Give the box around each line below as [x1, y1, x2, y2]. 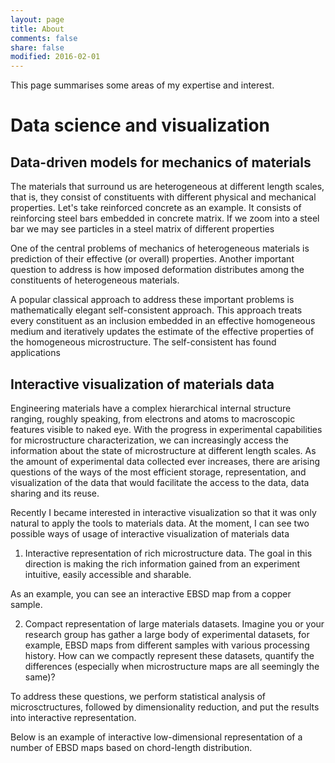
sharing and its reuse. [10, 487, 100, 499]
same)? [24, 671, 56, 683]
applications [10, 347, 61, 359]
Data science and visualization [10, 114, 271, 137]
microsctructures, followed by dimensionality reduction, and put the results [10, 701, 320, 713]
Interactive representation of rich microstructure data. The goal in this [24, 547, 313, 559]
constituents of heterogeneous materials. [10, 274, 180, 286]
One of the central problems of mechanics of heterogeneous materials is [10, 242, 310, 255]
